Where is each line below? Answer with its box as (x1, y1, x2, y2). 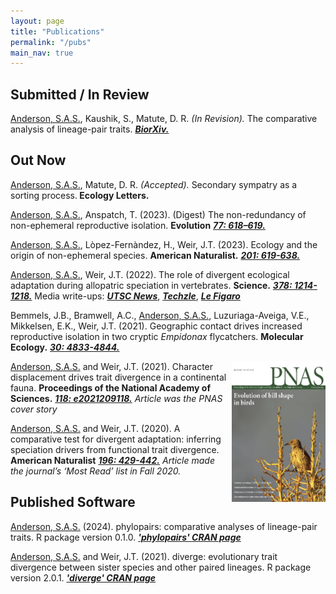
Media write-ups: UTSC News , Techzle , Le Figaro (34, 290, 241, 302)
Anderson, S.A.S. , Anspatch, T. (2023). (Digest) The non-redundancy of (10, 208, 307, 220)
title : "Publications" (10, 26, 105, 37)
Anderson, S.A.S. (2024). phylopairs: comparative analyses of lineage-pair (10, 520, 318, 532)
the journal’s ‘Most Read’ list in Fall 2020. (10, 465, 182, 477)
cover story (10, 403, 58, 415)
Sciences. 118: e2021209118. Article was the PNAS (10, 392, 223, 404)
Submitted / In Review (10, 86, 150, 103)
